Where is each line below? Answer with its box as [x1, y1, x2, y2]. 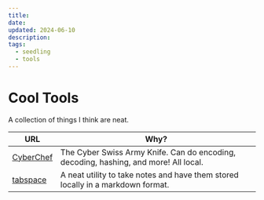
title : [8, 11, 30, 20]
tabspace [12, 174, 47, 185]
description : [8, 33, 51, 42]
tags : [8, 41, 26, 49]
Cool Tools [8, 89, 79, 107]
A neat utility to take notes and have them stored [60, 169, 240, 180]
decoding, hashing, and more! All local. [60, 156, 203, 167]
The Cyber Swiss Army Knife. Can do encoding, [60, 147, 236, 158]
